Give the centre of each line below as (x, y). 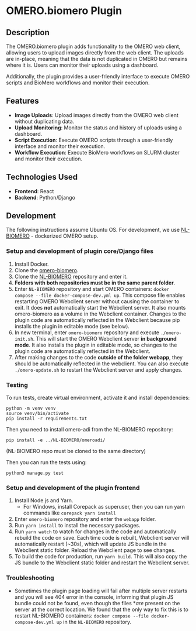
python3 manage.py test (35, 473)
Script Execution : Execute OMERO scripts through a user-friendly (94, 140)
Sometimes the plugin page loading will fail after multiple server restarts (101, 591)
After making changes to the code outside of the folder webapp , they (98, 357)
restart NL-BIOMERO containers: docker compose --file (81, 615)
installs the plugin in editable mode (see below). (72, 326)
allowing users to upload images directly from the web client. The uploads (95, 53)
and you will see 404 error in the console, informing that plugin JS (94, 597)
